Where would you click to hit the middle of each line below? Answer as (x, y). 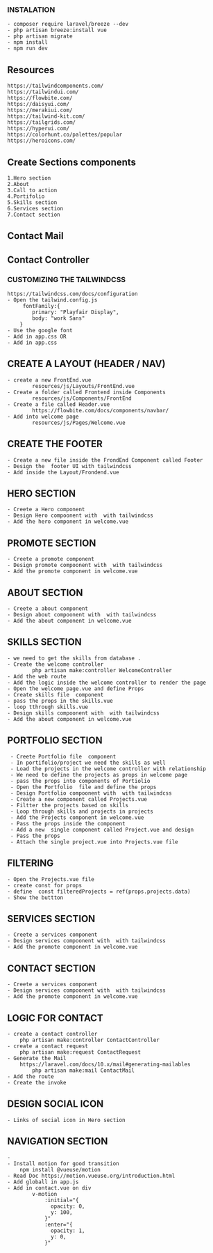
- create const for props (44, 885)
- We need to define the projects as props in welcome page (99, 775)
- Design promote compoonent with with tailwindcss (85, 566)
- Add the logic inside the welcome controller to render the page (107, 683)
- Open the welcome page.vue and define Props (76, 688)
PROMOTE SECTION (52, 543)
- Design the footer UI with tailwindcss (69, 466)
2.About (18, 184)
